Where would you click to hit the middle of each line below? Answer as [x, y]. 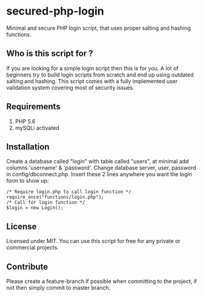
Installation [28, 147]
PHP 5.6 [25, 121]
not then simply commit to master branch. [58, 288]
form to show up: [28, 181]
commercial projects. [33, 248]
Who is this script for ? [50, 54]
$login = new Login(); [35, 208]
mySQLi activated [37, 128]
